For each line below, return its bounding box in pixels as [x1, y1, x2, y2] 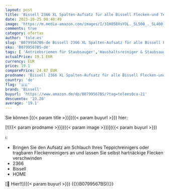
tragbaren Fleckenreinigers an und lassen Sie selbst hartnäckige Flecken [12, 150, 163, 156]
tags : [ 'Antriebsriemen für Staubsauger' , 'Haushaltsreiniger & [5, 49, 143, 54]
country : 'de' [5, 77, 35, 82]
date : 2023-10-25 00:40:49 [5, 17, 62, 22]
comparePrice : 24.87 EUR [5, 68, 57, 73]
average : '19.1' [5, 101, 39, 106]
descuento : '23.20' [5, 96, 46, 101]
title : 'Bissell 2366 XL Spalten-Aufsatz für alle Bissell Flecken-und [5, 12, 158, 17]
